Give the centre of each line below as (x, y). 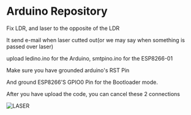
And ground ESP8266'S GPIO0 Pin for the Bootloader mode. (82, 82)
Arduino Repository (57, 11)
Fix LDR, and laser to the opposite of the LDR (63, 28)
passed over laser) (30, 46)
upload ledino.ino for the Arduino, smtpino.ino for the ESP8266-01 (90, 58)
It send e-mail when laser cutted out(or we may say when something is (96, 40)
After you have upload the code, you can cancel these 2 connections (93, 94)
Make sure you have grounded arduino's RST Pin (68, 70)
